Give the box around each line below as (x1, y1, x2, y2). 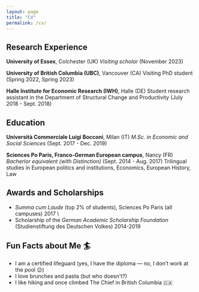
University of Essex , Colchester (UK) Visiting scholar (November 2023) (6, 58, 184, 65)
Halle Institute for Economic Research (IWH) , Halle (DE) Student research (6, 87, 190, 95)
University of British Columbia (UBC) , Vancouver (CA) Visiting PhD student (6, 69, 193, 77)
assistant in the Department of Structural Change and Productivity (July (6, 94, 183, 101)
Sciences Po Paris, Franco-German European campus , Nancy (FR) (6, 151, 174, 159)
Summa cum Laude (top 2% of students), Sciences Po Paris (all (14, 203, 173, 211)
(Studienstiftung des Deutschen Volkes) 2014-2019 (14, 223, 141, 230)
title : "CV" (6, 14, 36, 20)
